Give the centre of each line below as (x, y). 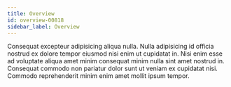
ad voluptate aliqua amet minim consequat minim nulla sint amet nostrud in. (116, 61)
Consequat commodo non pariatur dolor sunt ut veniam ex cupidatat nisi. (113, 69)
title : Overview (31, 14)
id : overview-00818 (36, 20)
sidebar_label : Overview (43, 26)
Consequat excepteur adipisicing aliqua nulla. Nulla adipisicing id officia (111, 47)
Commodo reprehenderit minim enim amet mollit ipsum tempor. (98, 76)
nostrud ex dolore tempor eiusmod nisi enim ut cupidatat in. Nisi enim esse (115, 54)
